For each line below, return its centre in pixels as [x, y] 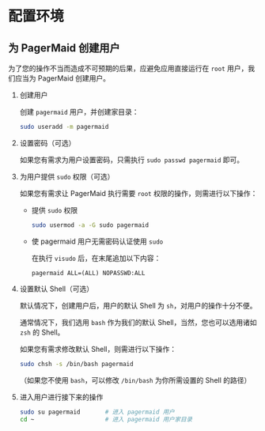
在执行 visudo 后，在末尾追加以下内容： [96, 258]
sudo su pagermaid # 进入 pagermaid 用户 [97, 412]
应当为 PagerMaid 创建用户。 [62, 78]
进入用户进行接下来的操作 [61, 397]
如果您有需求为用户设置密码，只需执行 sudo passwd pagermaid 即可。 [132, 160]
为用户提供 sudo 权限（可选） [67, 176]
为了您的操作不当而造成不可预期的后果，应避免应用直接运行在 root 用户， [128, 68]
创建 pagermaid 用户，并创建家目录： [79, 112]
